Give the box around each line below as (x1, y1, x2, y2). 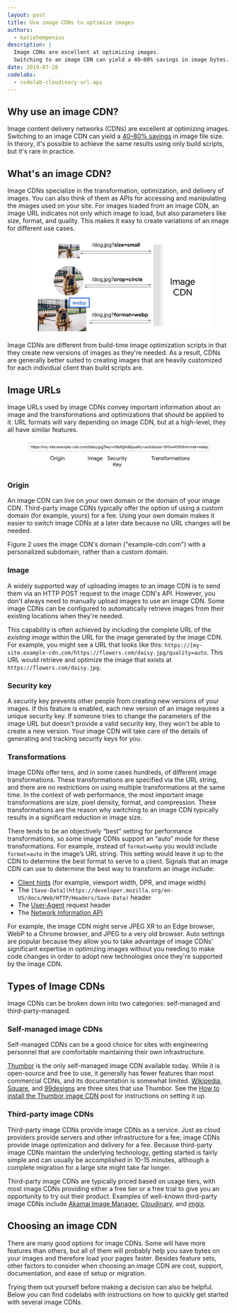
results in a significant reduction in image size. (7, 813, 143, 822)
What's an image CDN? (7, 167, 112, 180)
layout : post (7, 11, 46, 18)
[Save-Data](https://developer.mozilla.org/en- (30, 887, 174, 894)
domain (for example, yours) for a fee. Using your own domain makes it (7, 511, 215, 520)
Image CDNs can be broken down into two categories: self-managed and (7, 999, 221, 1008)
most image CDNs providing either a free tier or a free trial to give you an (7, 1184, 220, 1193)
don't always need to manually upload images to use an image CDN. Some (7, 596, 225, 605)
